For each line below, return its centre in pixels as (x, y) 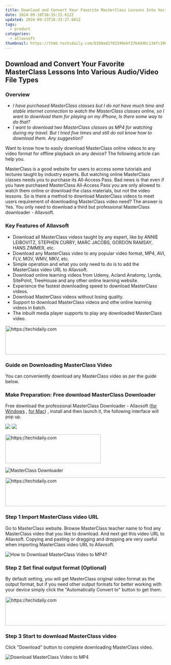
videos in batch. (30, 307)
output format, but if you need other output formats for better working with (83, 584)
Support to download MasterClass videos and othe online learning (82, 302)
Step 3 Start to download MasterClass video (61, 636)
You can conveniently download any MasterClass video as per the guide (81, 376)
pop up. (13, 417)
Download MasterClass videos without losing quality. (68, 297)
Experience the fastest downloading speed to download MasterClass (85, 286)
